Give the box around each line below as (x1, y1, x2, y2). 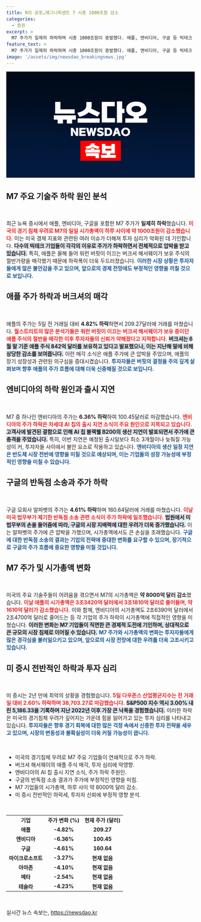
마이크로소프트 (8, 854, 43, 861)
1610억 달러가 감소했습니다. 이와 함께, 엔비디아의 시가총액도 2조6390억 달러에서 (6, 606, 193, 614)
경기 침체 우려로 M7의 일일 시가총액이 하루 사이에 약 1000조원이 (17, 227, 165, 235)
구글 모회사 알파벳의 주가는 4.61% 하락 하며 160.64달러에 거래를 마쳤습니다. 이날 (6, 506, 193, 513)
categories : (6, 16, 36, 22)
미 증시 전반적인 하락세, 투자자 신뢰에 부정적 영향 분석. (14, 791, 141, 798)
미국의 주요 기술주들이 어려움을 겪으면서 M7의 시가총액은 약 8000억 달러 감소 (6, 591, 187, 599)
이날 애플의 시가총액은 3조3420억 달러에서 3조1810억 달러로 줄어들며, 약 (23, 599, 193, 606)
